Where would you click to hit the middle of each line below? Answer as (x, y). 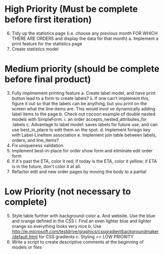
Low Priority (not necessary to (68, 192)
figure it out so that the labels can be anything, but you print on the (79, 103)
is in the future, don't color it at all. (46, 166)
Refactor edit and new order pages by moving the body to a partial (79, 172)
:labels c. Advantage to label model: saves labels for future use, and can (85, 124)
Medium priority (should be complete (82, 69)
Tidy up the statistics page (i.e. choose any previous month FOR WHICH (85, 33)
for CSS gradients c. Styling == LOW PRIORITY (86, 236)
